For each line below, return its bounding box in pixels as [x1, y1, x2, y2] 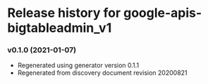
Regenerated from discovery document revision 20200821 [17, 68, 188, 77]
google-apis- [123, 5, 202, 21]
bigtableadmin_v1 [7, 20, 112, 36]
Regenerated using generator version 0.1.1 [17, 61, 140, 70]
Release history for [7, 5, 121, 21]
